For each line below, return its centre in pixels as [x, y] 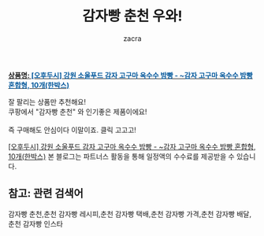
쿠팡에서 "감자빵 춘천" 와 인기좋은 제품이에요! [78, 112]
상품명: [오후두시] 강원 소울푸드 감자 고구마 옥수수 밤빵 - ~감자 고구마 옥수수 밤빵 [131, 75]
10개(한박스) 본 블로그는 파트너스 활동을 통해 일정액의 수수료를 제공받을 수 [121, 156]
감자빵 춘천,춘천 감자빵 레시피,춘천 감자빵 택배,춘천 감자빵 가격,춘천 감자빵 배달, [130, 214]
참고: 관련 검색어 [46, 194]
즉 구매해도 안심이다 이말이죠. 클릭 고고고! [72, 130]
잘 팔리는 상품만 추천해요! [47, 101]
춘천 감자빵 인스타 [35, 223]
